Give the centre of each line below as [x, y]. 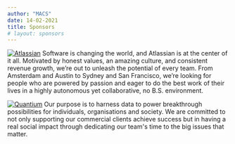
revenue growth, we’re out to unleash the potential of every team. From [110, 68]
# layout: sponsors [36, 33]
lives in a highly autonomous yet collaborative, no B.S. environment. [106, 91]
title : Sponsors [31, 27]
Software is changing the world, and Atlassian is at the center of [135, 53]
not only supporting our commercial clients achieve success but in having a [117, 119]
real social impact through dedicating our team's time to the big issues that [116, 126]
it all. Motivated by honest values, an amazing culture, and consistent [108, 61]
